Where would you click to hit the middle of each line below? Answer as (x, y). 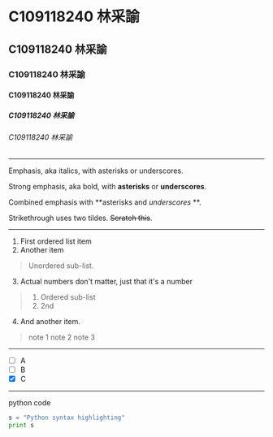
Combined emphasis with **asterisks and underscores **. (105, 202)
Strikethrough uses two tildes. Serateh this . (80, 218)
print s (22, 425)
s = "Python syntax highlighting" (67, 418)
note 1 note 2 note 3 (62, 337)
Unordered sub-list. (61, 266)
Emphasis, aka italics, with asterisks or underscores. (96, 171)
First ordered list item (56, 241)
